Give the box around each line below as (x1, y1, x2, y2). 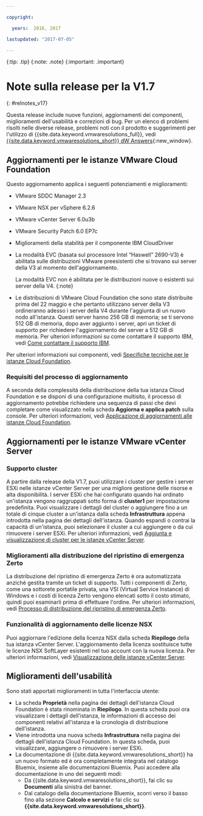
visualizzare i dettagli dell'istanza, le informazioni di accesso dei (15, 712, 176, 719)
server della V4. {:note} (15, 282, 74, 289)
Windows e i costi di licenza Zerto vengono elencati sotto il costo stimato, (6, 592, 191, 600)
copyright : (6, 14, 34, 20)
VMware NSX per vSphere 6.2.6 (15, 204, 95, 212)
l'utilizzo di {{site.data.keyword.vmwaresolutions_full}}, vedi (6, 131, 156, 138)
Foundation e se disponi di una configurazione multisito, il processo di (6, 393, 182, 400)
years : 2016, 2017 (12, 25, 61, 31)
